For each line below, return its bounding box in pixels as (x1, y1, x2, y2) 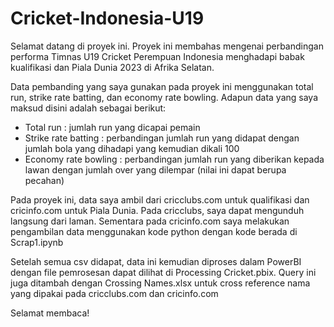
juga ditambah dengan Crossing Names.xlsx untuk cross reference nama (10, 277, 311, 289)
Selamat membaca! (10, 307, 90, 319)
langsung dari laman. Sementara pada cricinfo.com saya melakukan (10, 215, 290, 227)
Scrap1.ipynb (10, 236, 64, 248)
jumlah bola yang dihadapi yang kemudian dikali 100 (24, 142, 240, 154)
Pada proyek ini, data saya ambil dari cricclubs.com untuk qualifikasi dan (10, 193, 310, 206)
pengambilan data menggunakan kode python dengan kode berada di (10, 225, 298, 237)
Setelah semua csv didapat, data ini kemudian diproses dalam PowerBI (10, 255, 302, 267)
